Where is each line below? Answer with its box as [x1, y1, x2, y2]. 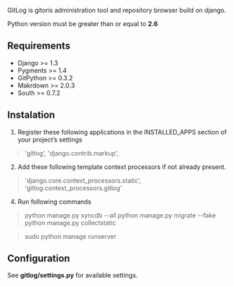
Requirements [7, 40, 70, 52]
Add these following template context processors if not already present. [17, 162, 227, 171]
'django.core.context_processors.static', [24, 176, 142, 185]
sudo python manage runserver [24, 232, 117, 240]
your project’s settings [17, 135, 82, 144]
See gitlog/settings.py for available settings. [7, 271, 138, 280]
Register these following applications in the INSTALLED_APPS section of [17, 128, 227, 136]
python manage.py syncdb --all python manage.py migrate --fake [24, 211, 216, 219]
